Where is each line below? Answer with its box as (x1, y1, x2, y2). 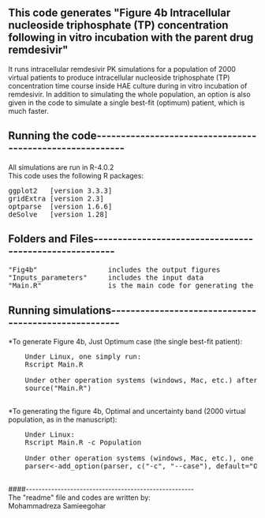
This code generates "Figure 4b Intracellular (8, 6, 231, 20)
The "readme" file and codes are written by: (8, 493, 151, 502)
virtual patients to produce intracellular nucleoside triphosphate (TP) (8, 73, 230, 82)
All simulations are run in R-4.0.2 (8, 162, 114, 172)
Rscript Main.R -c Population (24, 438, 142, 447)
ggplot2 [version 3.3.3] (8, 186, 113, 195)
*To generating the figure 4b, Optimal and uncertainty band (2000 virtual (8, 407, 246, 416)
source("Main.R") (24, 384, 92, 393)
